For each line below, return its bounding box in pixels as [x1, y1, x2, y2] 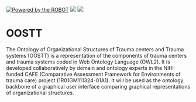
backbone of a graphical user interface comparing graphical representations [6, 83, 191, 90]
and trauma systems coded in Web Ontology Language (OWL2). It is [6, 58, 171, 65]
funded [6, 71, 24, 78]
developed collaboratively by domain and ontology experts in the [6, 64, 163, 71]
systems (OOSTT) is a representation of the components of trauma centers [6, 52, 187, 59]
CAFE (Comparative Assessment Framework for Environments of [24, 71, 181, 78]
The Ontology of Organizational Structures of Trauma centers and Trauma [6, 45, 184, 52]
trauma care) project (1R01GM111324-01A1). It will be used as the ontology [6, 76, 184, 84]
